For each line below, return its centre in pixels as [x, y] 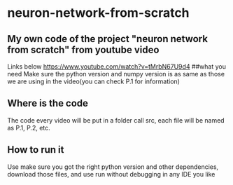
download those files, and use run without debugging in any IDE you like [111, 174]
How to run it [36, 150]
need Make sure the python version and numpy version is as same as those [116, 74]
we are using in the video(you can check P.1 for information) [94, 81]
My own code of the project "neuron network [108, 39]
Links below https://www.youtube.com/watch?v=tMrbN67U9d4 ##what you [116, 67]
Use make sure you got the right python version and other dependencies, [113, 167]
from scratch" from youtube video [83, 49]
